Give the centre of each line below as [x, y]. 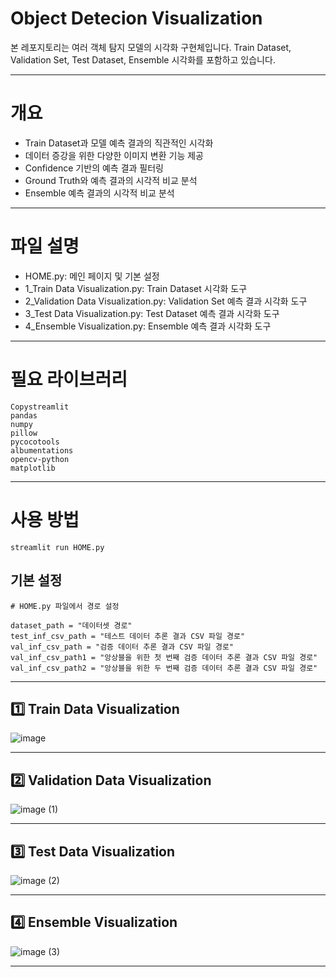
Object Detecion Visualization [136, 18]
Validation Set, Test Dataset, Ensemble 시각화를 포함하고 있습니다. [143, 59]
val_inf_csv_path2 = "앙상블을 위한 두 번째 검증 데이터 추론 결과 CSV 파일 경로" [164, 668]
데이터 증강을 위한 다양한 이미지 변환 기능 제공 [114, 155]
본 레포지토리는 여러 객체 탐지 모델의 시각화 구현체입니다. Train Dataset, [151, 47]
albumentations [42, 450]
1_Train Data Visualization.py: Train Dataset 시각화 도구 [136, 288]
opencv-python [40, 459]
